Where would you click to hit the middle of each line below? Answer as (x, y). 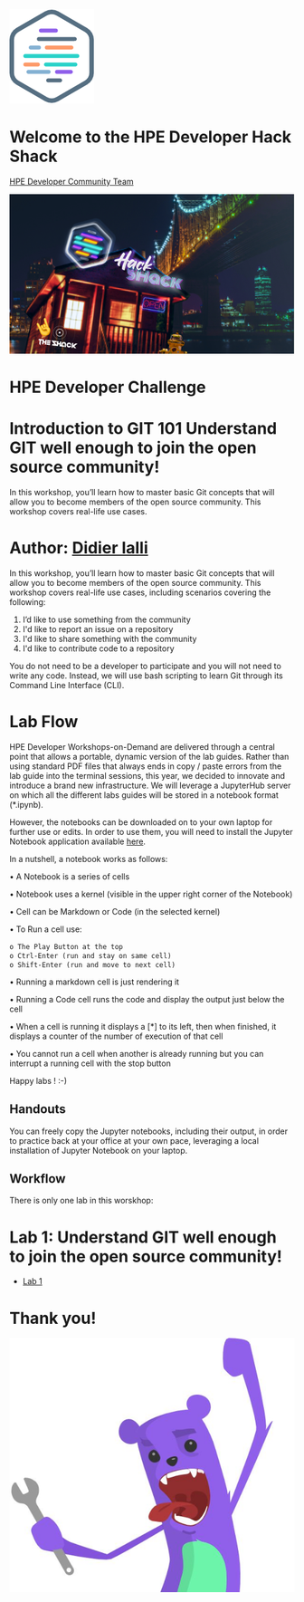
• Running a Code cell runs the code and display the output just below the (147, 999)
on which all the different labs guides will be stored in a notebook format (144, 795)
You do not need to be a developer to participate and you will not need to (146, 666)
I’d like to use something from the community (107, 619)
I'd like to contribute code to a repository (98, 648)
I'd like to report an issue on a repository (98, 628)
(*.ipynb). (26, 804)
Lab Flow (44, 722)
